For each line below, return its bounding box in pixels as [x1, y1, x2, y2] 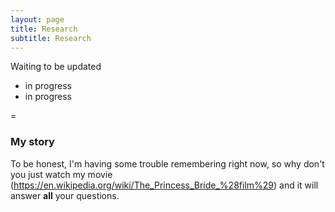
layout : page [10, 14, 65, 25]
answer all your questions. [10, 189, 120, 201]
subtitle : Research [10, 33, 92, 43]
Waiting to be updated [10, 61, 102, 73]
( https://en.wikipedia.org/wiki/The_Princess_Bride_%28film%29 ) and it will [10, 179, 319, 191]
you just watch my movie [10, 168, 113, 180]
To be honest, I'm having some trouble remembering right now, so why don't [10, 157, 325, 170]
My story [10, 135, 55, 149]
